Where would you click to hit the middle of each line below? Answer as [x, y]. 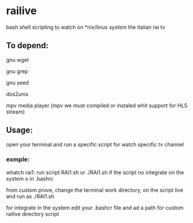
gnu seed [18, 82]
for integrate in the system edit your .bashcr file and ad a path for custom [95, 208]
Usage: [20, 130]
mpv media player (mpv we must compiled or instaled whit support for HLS [97, 105]
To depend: [27, 46]
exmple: [18, 159]
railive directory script [33, 214]
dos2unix [17, 94]
